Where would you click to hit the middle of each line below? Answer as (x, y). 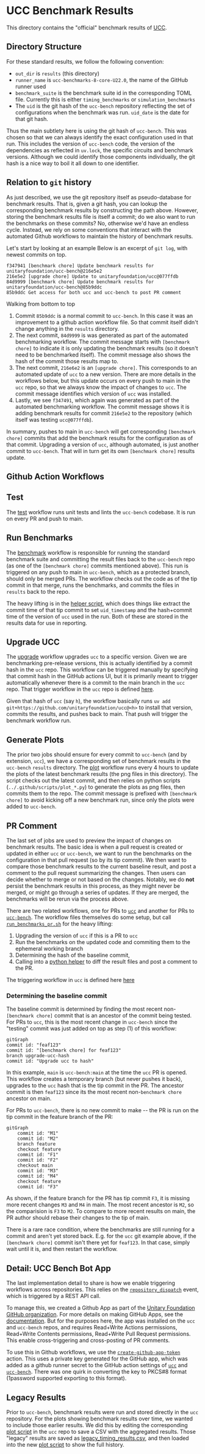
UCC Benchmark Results (70, 11)
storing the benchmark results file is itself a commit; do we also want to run (101, 216)
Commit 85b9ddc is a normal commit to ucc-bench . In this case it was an (104, 316)
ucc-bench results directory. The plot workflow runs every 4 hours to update (103, 767)
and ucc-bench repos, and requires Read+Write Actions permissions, (92, 1327)
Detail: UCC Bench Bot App (59, 1268)
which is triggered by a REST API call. (53, 1296)
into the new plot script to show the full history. (65, 1444)
